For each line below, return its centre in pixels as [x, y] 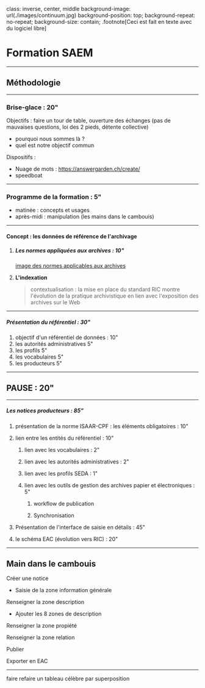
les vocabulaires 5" [39, 357]
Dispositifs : [21, 157]
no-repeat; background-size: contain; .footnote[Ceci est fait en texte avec [99, 22]
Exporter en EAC [27, 661]
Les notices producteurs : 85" [45, 410]
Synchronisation [54, 515]
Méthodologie [34, 83]
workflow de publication [64, 503]
